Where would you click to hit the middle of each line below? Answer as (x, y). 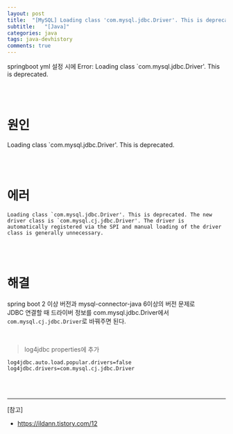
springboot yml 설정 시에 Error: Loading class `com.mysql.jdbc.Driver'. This (114, 66)
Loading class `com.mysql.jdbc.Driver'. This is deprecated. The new (110, 215)
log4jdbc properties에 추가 (62, 349)
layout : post (26, 14)
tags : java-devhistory (40, 40)
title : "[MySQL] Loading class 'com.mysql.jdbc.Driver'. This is (105, 20)
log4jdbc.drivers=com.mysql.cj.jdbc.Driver (71, 368)
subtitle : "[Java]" (38, 26)
